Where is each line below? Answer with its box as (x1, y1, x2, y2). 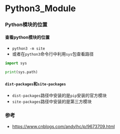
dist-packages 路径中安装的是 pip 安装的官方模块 (12, 93, 107, 98)
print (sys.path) (5, 70, 38, 75)
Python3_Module (5, 3, 76, 14)
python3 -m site (12, 46, 45, 51)
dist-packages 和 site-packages (5, 81, 67, 87)
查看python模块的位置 (5, 34, 50, 40)
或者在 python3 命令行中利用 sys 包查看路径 (12, 51, 94, 57)
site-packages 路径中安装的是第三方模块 (12, 98, 92, 105)
